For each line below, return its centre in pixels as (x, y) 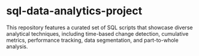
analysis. (17, 46)
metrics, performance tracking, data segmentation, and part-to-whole (92, 40)
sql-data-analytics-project (74, 11)
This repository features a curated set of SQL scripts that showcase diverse (99, 27)
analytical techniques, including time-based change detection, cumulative (97, 33)
